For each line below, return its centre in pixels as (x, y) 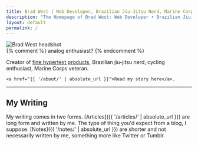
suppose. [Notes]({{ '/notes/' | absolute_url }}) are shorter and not (86, 129)
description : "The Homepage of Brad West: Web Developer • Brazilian (93, 17)
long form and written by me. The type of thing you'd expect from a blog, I (96, 123)
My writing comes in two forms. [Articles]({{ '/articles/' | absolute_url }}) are (98, 117)
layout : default (26, 22)
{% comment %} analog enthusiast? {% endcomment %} (75, 51)
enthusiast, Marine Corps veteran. (47, 69)
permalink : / (22, 28)
